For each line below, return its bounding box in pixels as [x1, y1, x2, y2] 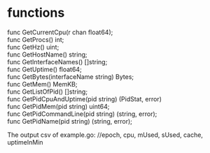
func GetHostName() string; [7, 50, 87, 59]
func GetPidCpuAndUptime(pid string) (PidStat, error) [7, 94, 162, 103]
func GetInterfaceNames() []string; [7, 57, 108, 66]
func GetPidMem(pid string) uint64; [7, 102, 110, 110]
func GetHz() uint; [7, 43, 59, 51]
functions [7, 5, 65, 21]
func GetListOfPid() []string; [7, 87, 88, 96]
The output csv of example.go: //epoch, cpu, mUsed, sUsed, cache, [7, 131, 203, 139]
